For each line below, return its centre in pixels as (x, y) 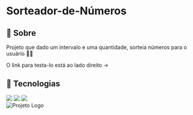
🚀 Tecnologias (33, 84)
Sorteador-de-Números (67, 11)
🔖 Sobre (21, 33)
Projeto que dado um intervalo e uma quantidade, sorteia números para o (96, 47)
